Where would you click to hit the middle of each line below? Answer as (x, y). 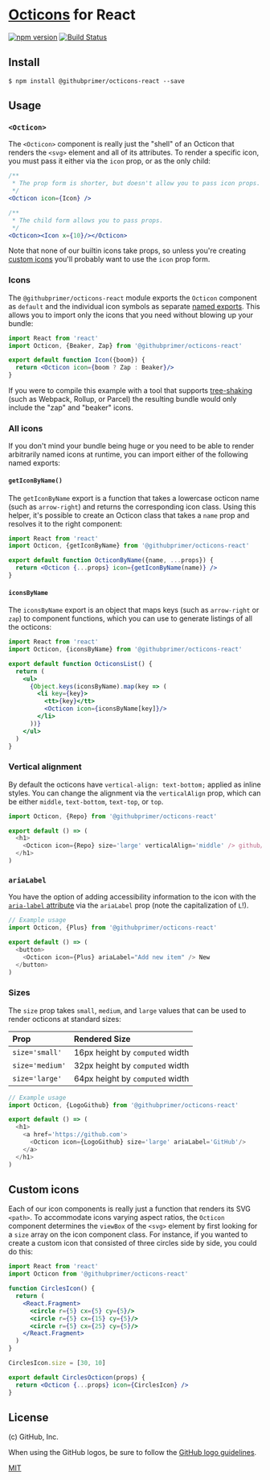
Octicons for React (72, 15)
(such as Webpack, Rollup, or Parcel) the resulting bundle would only (123, 399)
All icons (26, 428)
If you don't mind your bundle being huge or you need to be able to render (131, 446)
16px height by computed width (131, 1052)
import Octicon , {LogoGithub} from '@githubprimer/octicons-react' (124, 1105)
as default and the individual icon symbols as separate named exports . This (134, 306)
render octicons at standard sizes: (65, 1019)
